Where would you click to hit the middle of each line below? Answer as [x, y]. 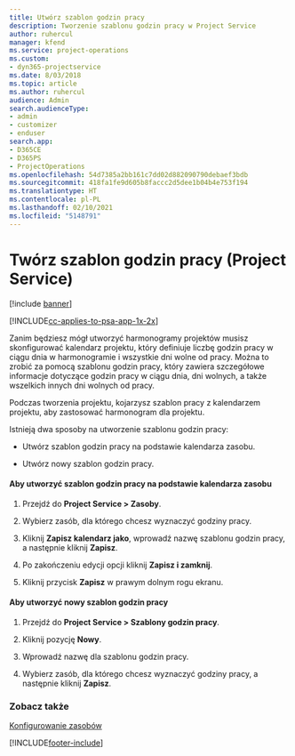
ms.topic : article [43, 84]
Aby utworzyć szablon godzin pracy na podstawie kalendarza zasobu [141, 484]
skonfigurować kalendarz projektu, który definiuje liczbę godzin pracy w [141, 347]
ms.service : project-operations [69, 51]
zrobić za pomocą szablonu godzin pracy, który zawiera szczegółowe [137, 366]
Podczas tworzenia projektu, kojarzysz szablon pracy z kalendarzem [135, 402]
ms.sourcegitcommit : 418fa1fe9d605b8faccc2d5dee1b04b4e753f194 [129, 183]
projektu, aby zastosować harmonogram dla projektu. [107, 412]
